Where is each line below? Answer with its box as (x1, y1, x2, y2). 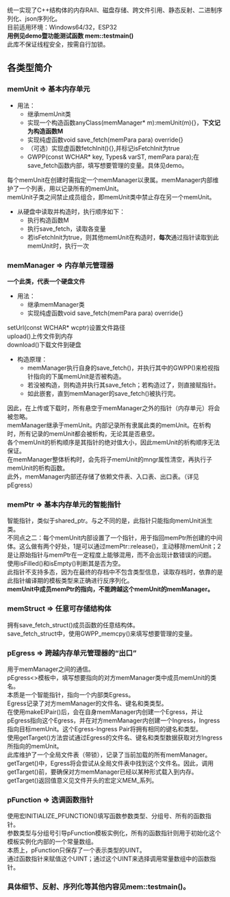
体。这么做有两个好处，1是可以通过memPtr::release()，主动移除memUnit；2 (7, 542, 221, 551)
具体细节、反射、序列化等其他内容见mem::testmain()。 (7, 882, 190, 892)
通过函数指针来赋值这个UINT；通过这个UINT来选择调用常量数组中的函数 (7, 855, 210, 863)
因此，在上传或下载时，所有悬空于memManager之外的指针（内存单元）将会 (7, 403, 220, 412)
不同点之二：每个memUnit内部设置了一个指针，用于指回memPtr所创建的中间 (7, 533, 222, 542)
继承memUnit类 (27, 110, 71, 118)
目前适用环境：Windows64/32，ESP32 (7, 23, 118, 31)
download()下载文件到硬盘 (7, 340, 82, 349)
